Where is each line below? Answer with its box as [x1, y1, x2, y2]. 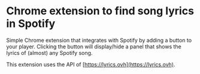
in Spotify [6, 17, 56, 30]
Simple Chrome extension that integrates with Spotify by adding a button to [6, 36, 192, 44]
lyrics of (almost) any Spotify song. [6, 49, 93, 56]
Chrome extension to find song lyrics [6, 4, 195, 18]
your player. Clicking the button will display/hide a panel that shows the [6, 43, 181, 50]
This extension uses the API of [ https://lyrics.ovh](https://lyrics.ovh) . [6, 61, 175, 68]
